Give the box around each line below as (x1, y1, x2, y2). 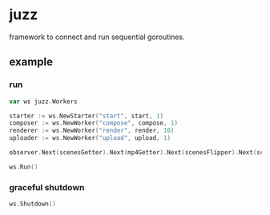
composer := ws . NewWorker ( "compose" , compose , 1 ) (9, 119, 179, 127)
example (9, 55, 54, 69)
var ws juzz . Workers (9, 98, 79, 106)
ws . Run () (9, 162, 38, 171)
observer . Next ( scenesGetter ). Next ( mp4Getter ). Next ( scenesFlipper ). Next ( (9, 149, 257, 157)
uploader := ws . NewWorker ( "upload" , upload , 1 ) (9, 134, 171, 142)
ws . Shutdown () (9, 200, 57, 209)
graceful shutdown (9, 181, 85, 193)
